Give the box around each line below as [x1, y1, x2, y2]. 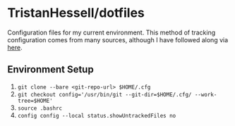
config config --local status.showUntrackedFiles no [17, 112, 176, 119]
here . [7, 43, 23, 51]
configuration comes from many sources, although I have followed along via [7, 35, 229, 44]
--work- [194, 91, 217, 98]
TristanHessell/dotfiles [7, 5, 145, 21]
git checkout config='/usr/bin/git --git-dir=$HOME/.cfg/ [17, 91, 192, 98]
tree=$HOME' [17, 97, 53, 104]
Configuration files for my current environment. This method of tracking [7, 28, 216, 37]
